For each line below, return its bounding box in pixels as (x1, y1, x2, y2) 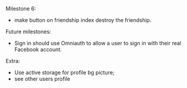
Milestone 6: (5, 5, 36, 12)
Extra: (5, 58, 20, 64)
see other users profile (14, 76, 70, 82)
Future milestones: (5, 28, 51, 35)
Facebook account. (14, 46, 62, 53)
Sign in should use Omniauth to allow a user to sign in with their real (14, 40, 182, 46)
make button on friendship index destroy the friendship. (14, 17, 152, 23)
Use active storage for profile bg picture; (14, 69, 115, 76)
